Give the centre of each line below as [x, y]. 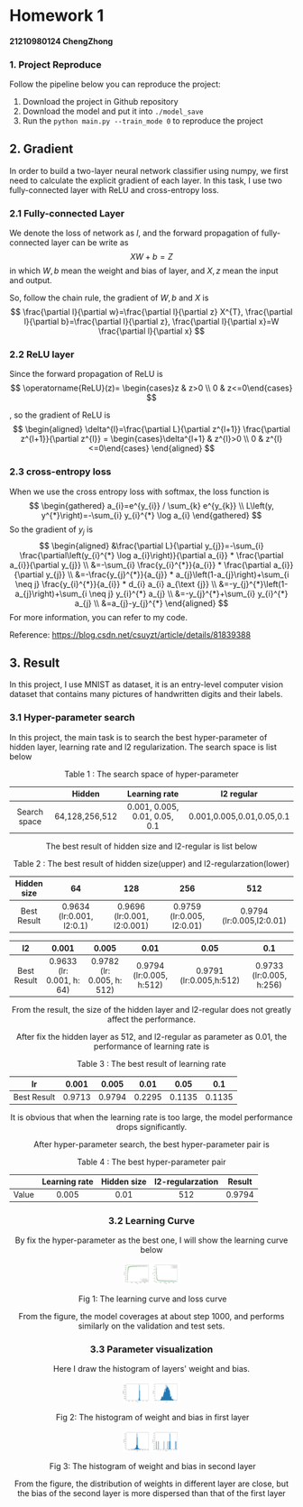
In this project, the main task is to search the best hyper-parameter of [138, 737]
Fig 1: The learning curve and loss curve [152, 1299]
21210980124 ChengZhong [61, 41]
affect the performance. [151, 1019]
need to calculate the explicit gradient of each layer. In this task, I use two [146, 180]
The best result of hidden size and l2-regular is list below [151, 846]
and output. [31, 280]
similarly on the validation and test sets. [151, 1326]
